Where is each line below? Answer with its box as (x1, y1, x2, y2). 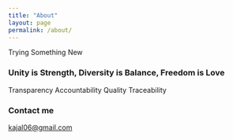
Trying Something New (8, 48, 83, 57)
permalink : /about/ (8, 26, 73, 34)
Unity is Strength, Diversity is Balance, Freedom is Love (8, 68, 225, 79)
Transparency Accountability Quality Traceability (8, 85, 167, 94)
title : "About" (8, 11, 58, 20)
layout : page (8, 19, 51, 27)
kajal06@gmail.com (8, 123, 73, 132)
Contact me (8, 105, 54, 116)
